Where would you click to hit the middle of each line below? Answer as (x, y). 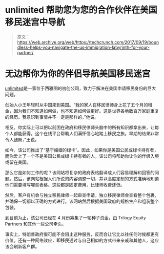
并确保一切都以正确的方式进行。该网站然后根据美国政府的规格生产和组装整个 (82, 201)
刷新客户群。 (26, 246)
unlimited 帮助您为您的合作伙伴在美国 (81, 10)
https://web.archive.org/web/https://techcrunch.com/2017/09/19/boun (88, 42)
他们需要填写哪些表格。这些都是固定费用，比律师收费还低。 (65, 185)
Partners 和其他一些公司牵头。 (36, 224)
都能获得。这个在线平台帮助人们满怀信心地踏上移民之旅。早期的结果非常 (86, 133)
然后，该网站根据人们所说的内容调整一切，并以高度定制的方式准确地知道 (86, 178)
